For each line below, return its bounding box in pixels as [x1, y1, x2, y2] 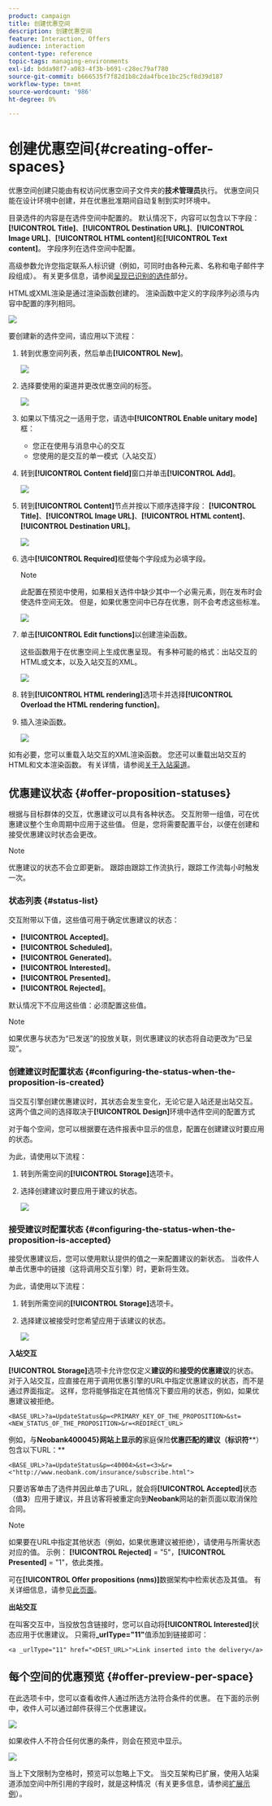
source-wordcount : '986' [8, 87, 93, 96]
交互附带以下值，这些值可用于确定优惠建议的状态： [8, 915, 179, 925]
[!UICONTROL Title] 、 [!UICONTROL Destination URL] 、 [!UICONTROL [8, 223, 245, 233]
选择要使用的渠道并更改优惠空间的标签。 [19, 381, 156, 391]
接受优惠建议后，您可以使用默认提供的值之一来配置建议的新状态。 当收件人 [8, 1253, 260, 1263]
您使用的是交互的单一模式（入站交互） [32, 451, 161, 461]
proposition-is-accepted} [8, 1234, 112, 1245]
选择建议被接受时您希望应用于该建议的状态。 [19, 1315, 171, 1325]
